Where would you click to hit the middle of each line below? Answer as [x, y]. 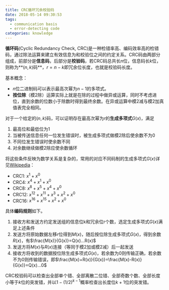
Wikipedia [20, 165]
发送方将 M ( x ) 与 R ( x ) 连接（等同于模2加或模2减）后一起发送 [73, 247]
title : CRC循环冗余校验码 [30, 10]
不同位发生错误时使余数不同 [41, 141]
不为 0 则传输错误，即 [34, 260]
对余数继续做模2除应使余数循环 [45, 148]
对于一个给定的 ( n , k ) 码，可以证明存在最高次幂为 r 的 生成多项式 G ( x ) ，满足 [80, 118]
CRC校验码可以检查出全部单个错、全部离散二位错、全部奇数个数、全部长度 [83, 276]
